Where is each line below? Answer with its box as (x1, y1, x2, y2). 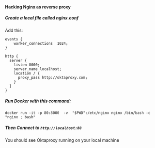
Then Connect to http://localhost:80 (5, 125, 82, 131)
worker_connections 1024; (14, 41, 68, 46)
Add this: (5, 27, 23, 33)
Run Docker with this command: (5, 98, 71, 104)
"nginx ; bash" (5, 114, 36, 119)
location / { (14, 71, 40, 75)
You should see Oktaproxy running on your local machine (5, 137, 120, 143)
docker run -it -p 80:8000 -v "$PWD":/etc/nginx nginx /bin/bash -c (5, 110, 151, 115)
